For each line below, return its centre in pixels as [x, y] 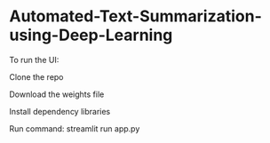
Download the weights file [57, 94]
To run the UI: [34, 60]
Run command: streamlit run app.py [75, 128]
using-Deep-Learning [91, 35]
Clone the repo [36, 76]
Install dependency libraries [60, 111]
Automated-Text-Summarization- [135, 16]
